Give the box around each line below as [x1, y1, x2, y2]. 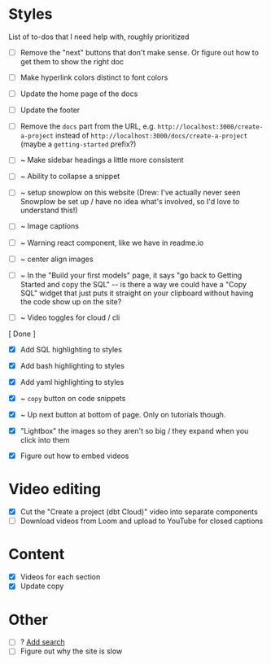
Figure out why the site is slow [20, 646, 123, 656]
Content [8, 545, 65, 564]
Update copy [20, 581, 64, 591]
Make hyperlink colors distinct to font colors [20, 72, 168, 82]
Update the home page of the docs [20, 89, 138, 98]
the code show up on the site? [20, 296, 122, 306]
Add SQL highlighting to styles [20, 344, 122, 354]
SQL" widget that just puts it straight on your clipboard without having [20, 288, 254, 298]
